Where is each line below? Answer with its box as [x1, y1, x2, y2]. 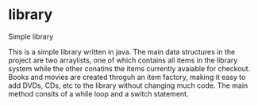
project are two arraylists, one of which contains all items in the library [8, 55, 238, 65]
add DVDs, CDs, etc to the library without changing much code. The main [8, 81, 248, 90]
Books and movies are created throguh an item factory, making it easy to [8, 72, 246, 81]
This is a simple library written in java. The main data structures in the [8, 47, 236, 56]
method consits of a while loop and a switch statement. [8, 89, 189, 98]
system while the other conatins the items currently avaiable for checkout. [8, 63, 251, 73]
